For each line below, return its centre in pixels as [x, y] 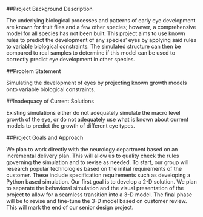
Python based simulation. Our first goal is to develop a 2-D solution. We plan [101, 181]
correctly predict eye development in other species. [71, 59]
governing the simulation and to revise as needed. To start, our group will [98, 162]
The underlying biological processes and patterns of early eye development [101, 20]
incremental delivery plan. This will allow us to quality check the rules [93, 156]
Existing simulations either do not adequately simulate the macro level [93, 113]
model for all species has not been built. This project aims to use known [96, 33]
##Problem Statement [34, 71]
